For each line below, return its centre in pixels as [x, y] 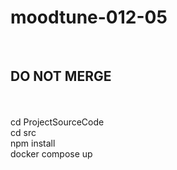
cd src [23, 132]
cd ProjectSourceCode [57, 122]
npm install [33, 143]
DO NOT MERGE [61, 76]
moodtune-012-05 [89, 17]
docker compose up [51, 153]
